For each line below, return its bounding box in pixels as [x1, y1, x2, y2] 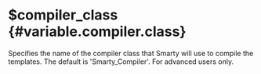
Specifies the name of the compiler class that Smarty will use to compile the [8, 48, 254, 58]
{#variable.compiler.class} [8, 23, 187, 41]
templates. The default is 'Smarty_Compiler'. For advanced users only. [8, 57, 234, 66]
